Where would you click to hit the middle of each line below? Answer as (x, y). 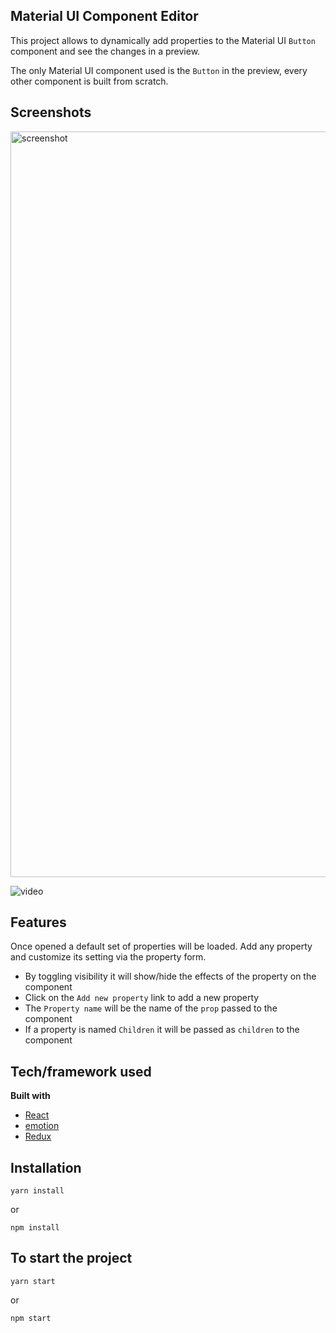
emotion (42, 1126)
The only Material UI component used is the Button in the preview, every (159, 70)
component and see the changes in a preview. (105, 51)
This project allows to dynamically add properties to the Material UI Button (163, 40)
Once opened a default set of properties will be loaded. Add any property (161, 946)
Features (38, 922)
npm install (35, 1228)
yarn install (37, 1191)
